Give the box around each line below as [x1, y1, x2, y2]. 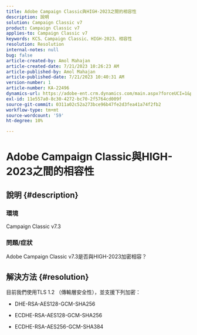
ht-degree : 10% [6, 118, 43, 124]
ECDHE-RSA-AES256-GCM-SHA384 [14, 323, 104, 330]
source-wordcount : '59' [6, 112, 64, 118]
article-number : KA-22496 [6, 85, 69, 91]
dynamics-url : [6, 91, 41, 96]
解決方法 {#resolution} [6, 272, 89, 282]
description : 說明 [6, 14, 49, 20]
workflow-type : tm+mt [6, 107, 59, 113]
